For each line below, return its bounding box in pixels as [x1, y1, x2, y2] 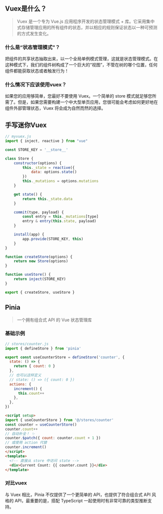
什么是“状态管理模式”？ [5, 44, 61, 50]
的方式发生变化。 [16, 31, 51, 36]
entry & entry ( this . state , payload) [22, 219, 97, 224]
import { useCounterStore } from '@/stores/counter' [5, 417, 114, 422]
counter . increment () [5, 445, 47, 450]
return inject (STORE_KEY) [14, 277, 66, 282]
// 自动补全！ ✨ [5, 431, 35, 436]
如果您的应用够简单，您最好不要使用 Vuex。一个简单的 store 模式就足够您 [5, 93, 152, 99]
